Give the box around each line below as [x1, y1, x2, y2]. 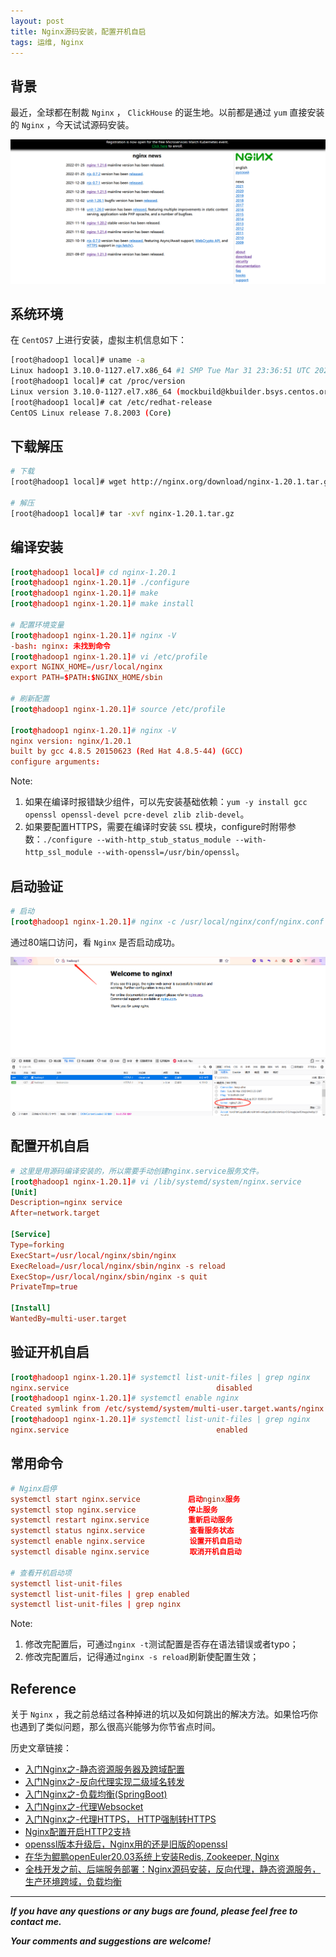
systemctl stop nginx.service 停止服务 [10, 1505, 218, 1515]
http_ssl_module [24, 848, 93, 858]
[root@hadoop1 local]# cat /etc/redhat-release [10, 397, 213, 407]
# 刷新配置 [10, 694, 50, 704]
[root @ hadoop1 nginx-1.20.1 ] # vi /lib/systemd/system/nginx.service [10, 1176, 302, 1187]
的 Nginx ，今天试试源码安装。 [10, 119, 135, 131]
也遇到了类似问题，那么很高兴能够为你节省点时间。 [10, 1721, 221, 1733]
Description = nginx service [10, 1198, 123, 1208]
